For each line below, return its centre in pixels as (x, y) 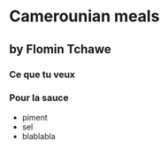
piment (35, 117)
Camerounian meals (84, 16)
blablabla (38, 136)
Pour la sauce (39, 98)
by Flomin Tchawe (61, 49)
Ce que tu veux (42, 74)
